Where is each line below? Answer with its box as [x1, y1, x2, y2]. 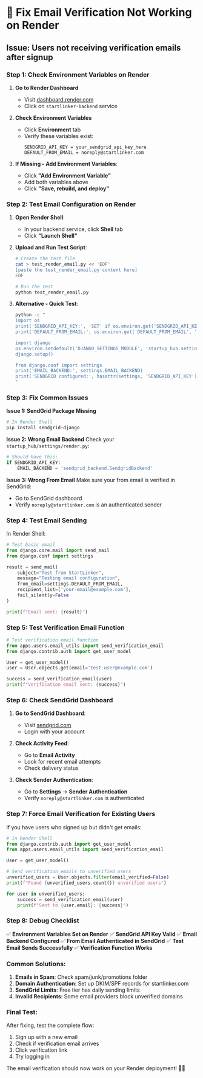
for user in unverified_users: [6, 891, 85, 897]
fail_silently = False [17, 592, 69, 598]
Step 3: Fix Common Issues [6, 393, 88, 402]
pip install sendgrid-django [6, 425, 80, 431]
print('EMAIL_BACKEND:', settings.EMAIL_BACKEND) [15, 368, 144, 374]
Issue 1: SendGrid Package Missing [6, 407, 97, 415]
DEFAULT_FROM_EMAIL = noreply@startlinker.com [24, 149, 144, 156]
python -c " [15, 312, 45, 318]
